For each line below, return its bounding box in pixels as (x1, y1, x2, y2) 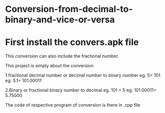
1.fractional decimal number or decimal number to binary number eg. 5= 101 (5, 72, 161, 78)
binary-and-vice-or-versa (5, 14, 115, 25)
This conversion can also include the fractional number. (5, 53, 120, 59)
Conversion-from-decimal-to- (5, 3, 133, 15)
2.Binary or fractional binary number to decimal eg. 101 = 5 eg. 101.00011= (5, 87, 157, 93)
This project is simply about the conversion (5, 63, 94, 69)
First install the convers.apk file (5, 37, 139, 48)
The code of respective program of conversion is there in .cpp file (5, 102, 141, 108)
